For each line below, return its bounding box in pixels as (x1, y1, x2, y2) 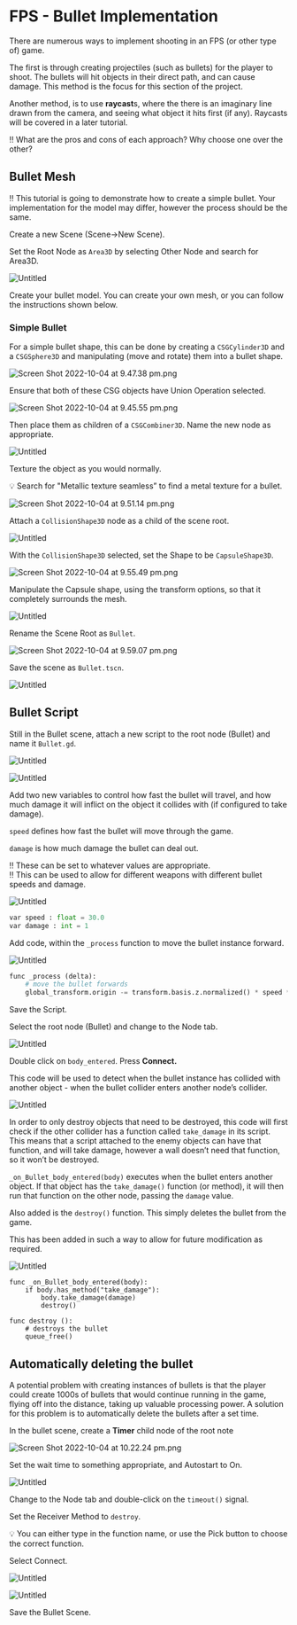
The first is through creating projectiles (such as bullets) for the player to (9, 62, 274, 73)
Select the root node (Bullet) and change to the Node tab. (9, 1021, 218, 1032)
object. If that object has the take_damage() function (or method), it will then (9, 1181, 285, 1191)
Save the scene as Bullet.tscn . (9, 662, 125, 673)
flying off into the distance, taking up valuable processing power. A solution (9, 1399, 285, 1410)
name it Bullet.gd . (9, 738, 77, 748)
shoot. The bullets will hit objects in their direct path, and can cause (9, 71, 255, 82)
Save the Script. (9, 1004, 68, 1015)
